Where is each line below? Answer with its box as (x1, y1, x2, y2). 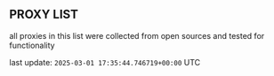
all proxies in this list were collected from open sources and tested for (9, 30, 265, 41)
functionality (9, 40, 55, 50)
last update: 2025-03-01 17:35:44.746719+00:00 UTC (9, 57, 201, 67)
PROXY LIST (9, 7, 78, 22)
